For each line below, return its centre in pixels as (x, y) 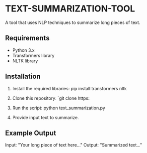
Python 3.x (23, 50)
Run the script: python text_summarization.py (59, 108)
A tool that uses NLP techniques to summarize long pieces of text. (73, 22)
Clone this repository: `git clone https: (51, 98)
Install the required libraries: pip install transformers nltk (70, 88)
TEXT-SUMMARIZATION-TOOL (70, 9)
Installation (23, 76)
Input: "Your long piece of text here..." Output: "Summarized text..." (74, 145)
